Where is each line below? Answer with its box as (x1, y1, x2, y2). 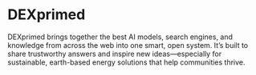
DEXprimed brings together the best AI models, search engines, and (7, 32, 234, 41)
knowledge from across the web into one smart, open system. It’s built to (7, 40, 249, 49)
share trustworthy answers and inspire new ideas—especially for (7, 49, 222, 58)
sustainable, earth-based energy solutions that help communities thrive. (7, 57, 246, 67)
